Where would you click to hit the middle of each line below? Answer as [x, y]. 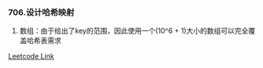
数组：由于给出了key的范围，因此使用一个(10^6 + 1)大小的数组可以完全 [134, 31]
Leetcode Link [31, 56]
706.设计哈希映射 [41, 12]
